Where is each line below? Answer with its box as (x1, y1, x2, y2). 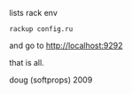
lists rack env (9, 8, 58, 18)
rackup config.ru (9, 25, 74, 34)
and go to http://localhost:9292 (9, 40, 123, 51)
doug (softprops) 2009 (9, 74, 93, 85)
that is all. (9, 58, 44, 67)
